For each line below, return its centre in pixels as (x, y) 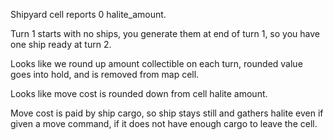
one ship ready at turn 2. (61, 44)
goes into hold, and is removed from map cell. (105, 74)
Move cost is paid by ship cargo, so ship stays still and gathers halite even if (167, 113)
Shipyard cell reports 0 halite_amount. (88, 14)
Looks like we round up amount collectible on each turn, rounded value (156, 63)
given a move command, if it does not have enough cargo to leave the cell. (164, 123)
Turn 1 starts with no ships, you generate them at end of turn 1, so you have (165, 33)
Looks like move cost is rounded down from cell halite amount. (139, 93)
